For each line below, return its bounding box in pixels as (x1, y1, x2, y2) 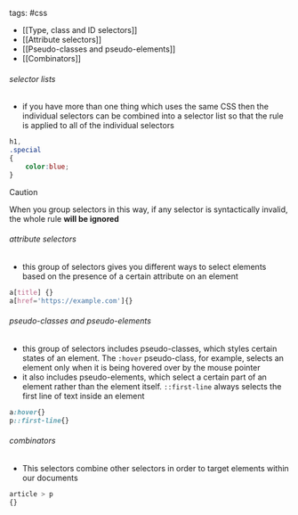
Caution (9, 186, 38, 197)
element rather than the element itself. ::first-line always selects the (21, 380, 282, 391)
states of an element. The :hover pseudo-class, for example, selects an (21, 352, 285, 364)
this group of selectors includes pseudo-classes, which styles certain (21, 343, 278, 354)
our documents (21, 472, 78, 483)
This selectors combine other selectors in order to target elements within (21, 462, 289, 473)
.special (9, 146, 42, 155)
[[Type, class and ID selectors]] (21, 25, 138, 35)
